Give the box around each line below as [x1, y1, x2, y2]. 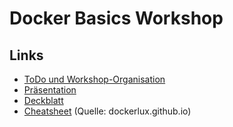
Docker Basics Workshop [9, 7, 224, 30]
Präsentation [23, 84, 77, 96]
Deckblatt [23, 95, 64, 106]
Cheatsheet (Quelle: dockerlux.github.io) [23, 105, 192, 117]
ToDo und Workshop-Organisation [23, 73, 166, 85]
